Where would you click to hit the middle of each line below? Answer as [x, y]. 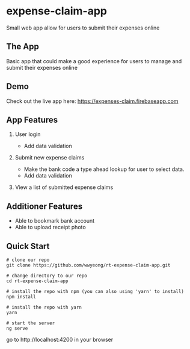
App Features [32, 119]
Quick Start [28, 246]
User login [28, 134]
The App [23, 47]
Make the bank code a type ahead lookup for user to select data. [104, 169]
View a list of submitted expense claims [64, 187]
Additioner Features [44, 206]
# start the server [31, 323]
